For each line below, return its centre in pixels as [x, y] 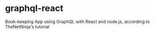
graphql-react [34, 8]
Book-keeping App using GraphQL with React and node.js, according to [77, 22]
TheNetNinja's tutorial [27, 26]
